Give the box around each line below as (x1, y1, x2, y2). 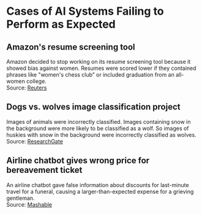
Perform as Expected (6, 17, 116, 31)
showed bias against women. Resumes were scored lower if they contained (6, 64, 197, 72)
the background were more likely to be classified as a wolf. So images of (6, 124, 189, 132)
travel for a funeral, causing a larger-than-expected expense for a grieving (6, 188, 194, 195)
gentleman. (6, 194, 35, 202)
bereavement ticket (6, 165, 83, 175)
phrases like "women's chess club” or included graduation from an (6, 71, 174, 78)
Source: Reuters (6, 84, 47, 91)
